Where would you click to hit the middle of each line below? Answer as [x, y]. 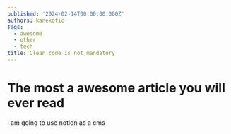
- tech [23, 47]
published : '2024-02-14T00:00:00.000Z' [66, 14]
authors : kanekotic [36, 20]
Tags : [15, 27]
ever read [36, 103]
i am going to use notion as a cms [56, 122]
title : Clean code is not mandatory [61, 54]
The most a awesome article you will [117, 88]
